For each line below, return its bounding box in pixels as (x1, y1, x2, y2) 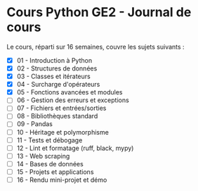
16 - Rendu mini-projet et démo (16, 175, 107, 184)
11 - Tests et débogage (16, 135, 83, 144)
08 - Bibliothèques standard (16, 112, 98, 121)
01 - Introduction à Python (16, 56, 93, 64)
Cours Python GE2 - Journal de (6, 4, 192, 20)
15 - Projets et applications (16, 167, 94, 176)
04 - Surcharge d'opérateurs (16, 80, 100, 89)
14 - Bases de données (16, 159, 84, 168)
